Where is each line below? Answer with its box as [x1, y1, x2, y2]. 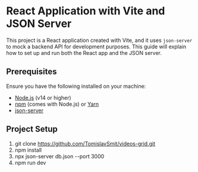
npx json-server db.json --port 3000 [14, 152, 105, 159]
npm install [14, 146, 42, 153]
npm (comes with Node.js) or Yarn [14, 100, 99, 107]
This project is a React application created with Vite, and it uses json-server [6, 36, 193, 44]
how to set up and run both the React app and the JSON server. [6, 49, 162, 56]
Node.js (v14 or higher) [14, 94, 71, 101]
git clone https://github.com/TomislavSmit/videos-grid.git [14, 140, 156, 147]
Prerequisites [6, 67, 57, 77]
